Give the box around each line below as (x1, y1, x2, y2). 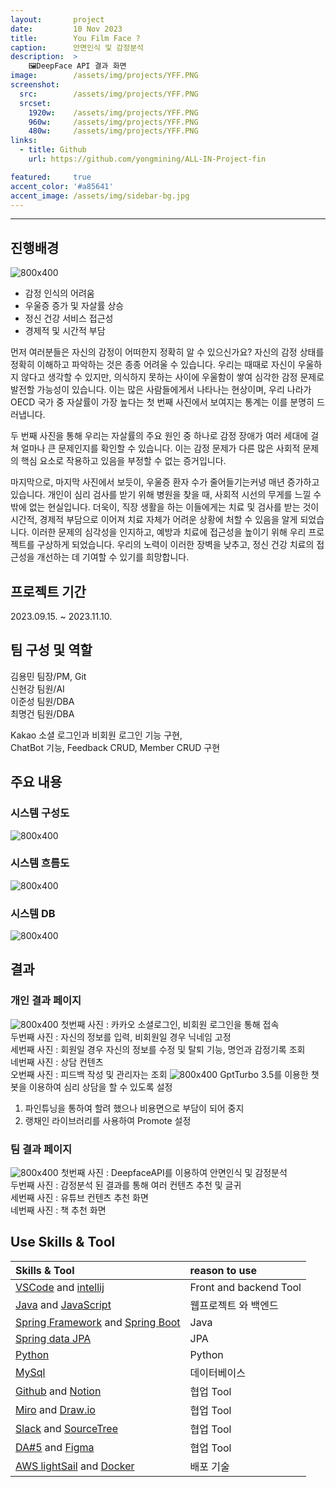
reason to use (189, 1263, 257, 1277)
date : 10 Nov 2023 (10, 24, 123, 34)
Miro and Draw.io (15, 1402, 96, 1416)
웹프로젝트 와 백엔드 (189, 1298, 279, 1312)
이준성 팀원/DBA (10, 695, 75, 707)
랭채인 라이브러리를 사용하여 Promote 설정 (24, 1114, 192, 1126)
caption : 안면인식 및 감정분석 (10, 42, 145, 53)
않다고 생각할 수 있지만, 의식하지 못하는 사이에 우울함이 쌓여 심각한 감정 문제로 (20, 371, 325, 383)
